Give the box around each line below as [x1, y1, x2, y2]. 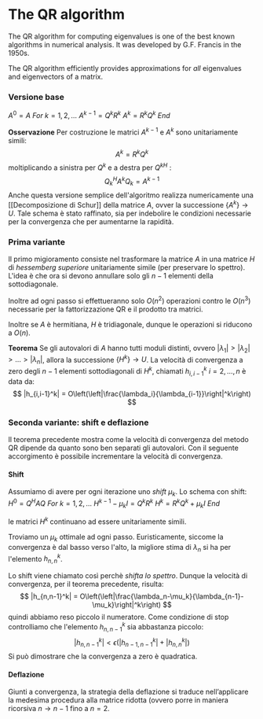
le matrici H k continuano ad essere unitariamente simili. [8, 515, 187, 526]
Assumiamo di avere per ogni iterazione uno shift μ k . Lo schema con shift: [8, 487, 247, 498]
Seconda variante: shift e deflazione [8, 417, 149, 428]
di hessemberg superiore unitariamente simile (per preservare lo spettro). [8, 263, 246, 272]
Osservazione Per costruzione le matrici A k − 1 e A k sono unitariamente [8, 126, 239, 137]
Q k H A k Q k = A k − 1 [104, 175, 159, 188]
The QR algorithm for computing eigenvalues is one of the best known [8, 31, 236, 41]
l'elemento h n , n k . [8, 552, 63, 566]
